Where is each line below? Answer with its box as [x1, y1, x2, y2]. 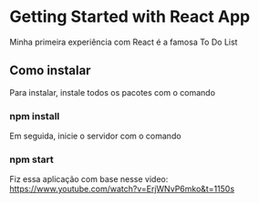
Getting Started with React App [9, 6, 251, 27]
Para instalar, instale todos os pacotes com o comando [9, 86, 216, 97]
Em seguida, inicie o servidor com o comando [9, 130, 181, 142]
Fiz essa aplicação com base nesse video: [9, 174, 169, 185]
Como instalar [9, 63, 91, 78]
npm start [9, 153, 55, 166]
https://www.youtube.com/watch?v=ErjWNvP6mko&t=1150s [9, 184, 235, 195]
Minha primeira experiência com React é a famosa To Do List [9, 36, 238, 47]
